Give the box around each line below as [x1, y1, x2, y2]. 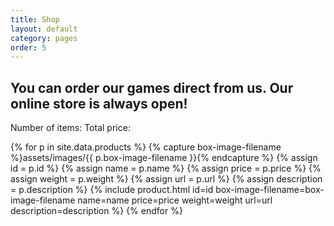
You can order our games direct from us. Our [10, 79, 294, 96]
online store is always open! [10, 95, 188, 112]
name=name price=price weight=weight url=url [77, 194, 273, 206]
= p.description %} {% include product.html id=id [10, 184, 214, 196]
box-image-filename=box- [215, 184, 325, 196]
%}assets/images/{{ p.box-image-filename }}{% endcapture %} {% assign [10, 152, 318, 164]
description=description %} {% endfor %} [10, 205, 183, 217]
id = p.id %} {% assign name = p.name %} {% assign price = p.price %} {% [10, 162, 322, 175]
